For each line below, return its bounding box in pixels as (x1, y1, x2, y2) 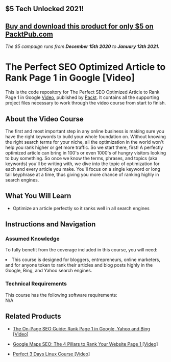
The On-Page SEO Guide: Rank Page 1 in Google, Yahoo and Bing (12, 325, 151, 331)
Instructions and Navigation (5, 220, 96, 229)
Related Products (5, 312, 61, 321)
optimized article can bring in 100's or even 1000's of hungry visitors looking (5, 149, 166, 156)
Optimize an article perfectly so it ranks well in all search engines (12, 205, 150, 211)
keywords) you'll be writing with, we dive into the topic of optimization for (5, 161, 160, 167)
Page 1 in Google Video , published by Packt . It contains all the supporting (5, 94, 159, 100)
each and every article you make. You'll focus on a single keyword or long (5, 166, 161, 172)
